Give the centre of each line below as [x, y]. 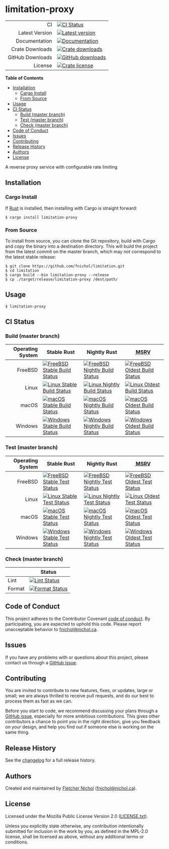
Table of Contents [24, 78]
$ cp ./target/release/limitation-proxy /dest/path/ [62, 279]
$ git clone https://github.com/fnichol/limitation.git [65, 266]
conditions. [17, 842]
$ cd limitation [22, 270]
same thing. [17, 732]
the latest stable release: [31, 257]
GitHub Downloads [30, 57]
